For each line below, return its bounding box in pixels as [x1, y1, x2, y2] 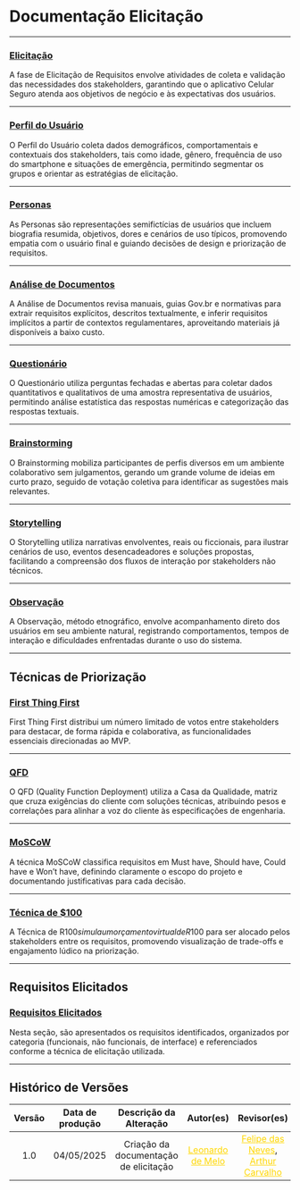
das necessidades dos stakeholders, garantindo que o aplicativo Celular [9, 79, 275, 90]
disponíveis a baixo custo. [9, 327, 105, 338]
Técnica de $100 [9, 906, 83, 918]
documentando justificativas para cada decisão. [9, 876, 186, 886]
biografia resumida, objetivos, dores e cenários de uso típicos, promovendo [9, 228, 287, 239]
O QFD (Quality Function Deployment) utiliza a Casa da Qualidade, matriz [9, 786, 279, 797]
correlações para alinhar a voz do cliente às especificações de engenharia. [9, 806, 286, 817]
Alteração [125, 1118, 169, 1130]
